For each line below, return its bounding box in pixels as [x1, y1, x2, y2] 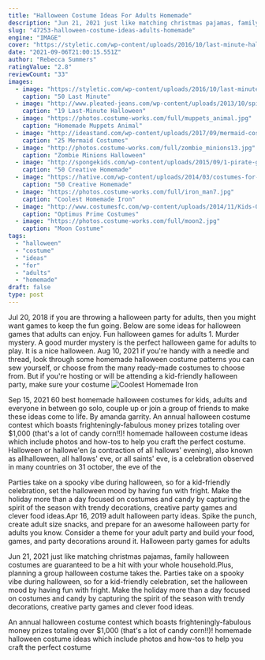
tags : [8, 232, 26, 240]
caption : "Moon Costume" [22, 224, 104, 233]
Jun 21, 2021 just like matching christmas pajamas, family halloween [8, 551, 230, 561]
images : [8, 77, 34, 85]
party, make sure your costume [8, 379, 110, 389]
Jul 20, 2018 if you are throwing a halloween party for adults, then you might [8, 312, 256, 322]
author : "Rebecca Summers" [8, 56, 97, 64]
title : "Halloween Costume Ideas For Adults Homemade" [8, 11, 192, 20]
